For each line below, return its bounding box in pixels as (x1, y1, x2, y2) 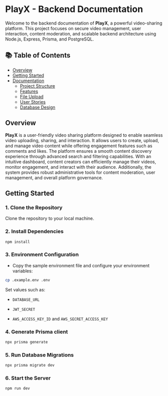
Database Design (19, 104, 56, 110)
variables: (12, 268, 33, 274)
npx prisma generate (5, 339, 48, 344)
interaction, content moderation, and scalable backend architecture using (5, 31, 156, 37)
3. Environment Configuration (5, 251, 79, 258)
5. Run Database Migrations (5, 351, 74, 358)
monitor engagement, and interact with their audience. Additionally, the (5, 164, 151, 170)
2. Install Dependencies (5, 228, 64, 235)
